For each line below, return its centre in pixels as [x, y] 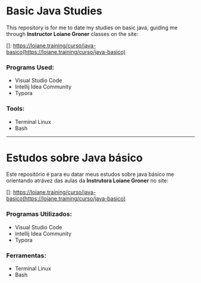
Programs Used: [30, 67]
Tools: [16, 109]
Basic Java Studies [54, 11]
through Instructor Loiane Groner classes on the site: [72, 34]
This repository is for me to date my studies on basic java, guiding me [92, 28]
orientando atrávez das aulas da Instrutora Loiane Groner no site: [87, 181]
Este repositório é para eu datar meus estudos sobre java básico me [90, 174]
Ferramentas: [26, 255]
